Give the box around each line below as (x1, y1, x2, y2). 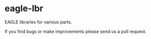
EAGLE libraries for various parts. (4, 19, 72, 25)
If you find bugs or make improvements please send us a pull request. (4, 28, 147, 34)
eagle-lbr (4, 3, 43, 14)
